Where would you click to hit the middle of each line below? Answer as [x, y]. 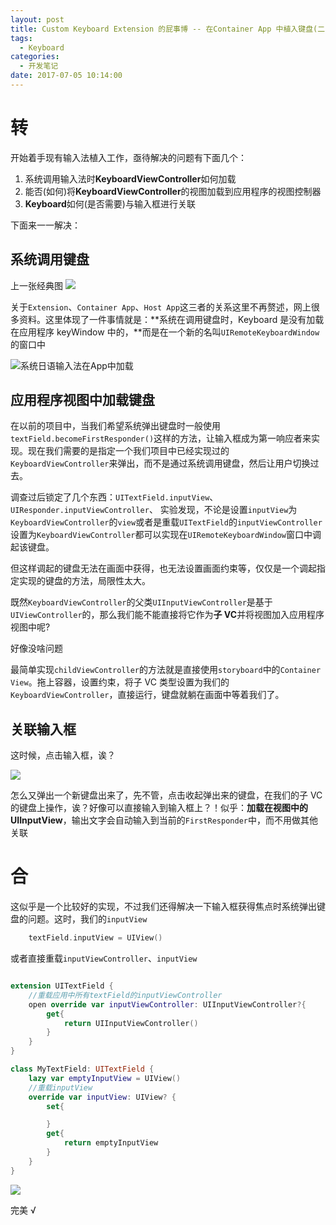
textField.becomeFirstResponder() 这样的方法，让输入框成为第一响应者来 [161, 438]
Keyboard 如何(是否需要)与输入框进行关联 [110, 203]
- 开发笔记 [39, 66]
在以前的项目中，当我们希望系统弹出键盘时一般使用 [115, 426]
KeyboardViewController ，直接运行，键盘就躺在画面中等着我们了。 [147, 695]
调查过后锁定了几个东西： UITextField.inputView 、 [114, 497]
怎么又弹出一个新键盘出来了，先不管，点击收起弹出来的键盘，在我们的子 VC [166, 795]
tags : [21, 38]
